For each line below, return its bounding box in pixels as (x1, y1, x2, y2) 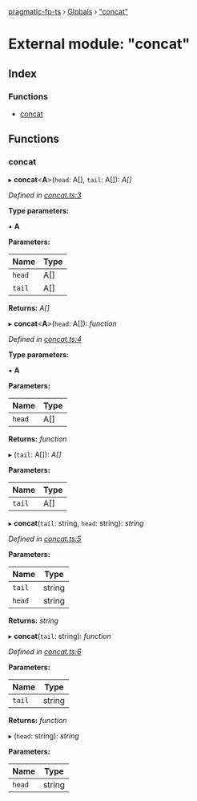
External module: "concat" (8, 35, 191, 53)
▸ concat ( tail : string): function (8, 631, 112, 640)
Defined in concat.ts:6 (8, 646, 82, 657)
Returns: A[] (8, 303, 50, 312)
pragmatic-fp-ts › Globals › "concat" (8, 7, 129, 16)
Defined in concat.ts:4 (8, 334, 82, 344)
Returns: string (8, 616, 58, 625)
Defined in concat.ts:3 (8, 190, 82, 200)
